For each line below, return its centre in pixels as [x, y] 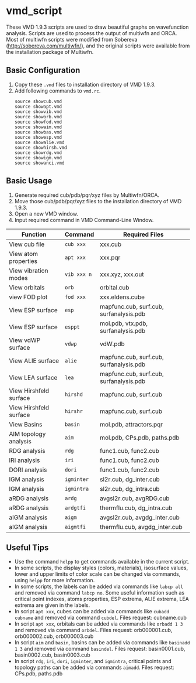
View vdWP [25, 340]
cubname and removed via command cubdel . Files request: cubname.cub [100, 618]
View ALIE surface [34, 360]
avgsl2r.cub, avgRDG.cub [135, 498]
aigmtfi [76, 527]
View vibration [29, 271]
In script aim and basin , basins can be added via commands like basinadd [102, 643]
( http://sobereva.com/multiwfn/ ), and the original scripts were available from [98, 46]
